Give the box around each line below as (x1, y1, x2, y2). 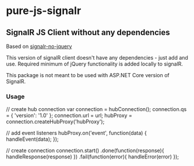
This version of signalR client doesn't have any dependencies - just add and (6, 54, 188, 61)
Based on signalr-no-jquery (6, 43, 72, 50)
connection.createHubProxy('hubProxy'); (6, 118, 105, 125)
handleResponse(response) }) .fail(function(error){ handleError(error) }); (6, 153, 179, 160)
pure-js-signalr (6, 4, 82, 18)
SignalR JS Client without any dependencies (6, 27, 170, 37)
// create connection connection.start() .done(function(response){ (6, 147, 164, 154)
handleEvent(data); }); (6, 136, 59, 143)
